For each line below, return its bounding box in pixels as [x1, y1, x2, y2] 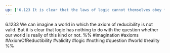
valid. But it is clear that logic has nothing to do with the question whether [5, 26, 158, 33]
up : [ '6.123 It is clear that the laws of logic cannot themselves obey [5, 7, 162, 13]
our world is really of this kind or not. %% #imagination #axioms [5, 32, 139, 38]
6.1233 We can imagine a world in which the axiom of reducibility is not [5, 21, 153, 27]
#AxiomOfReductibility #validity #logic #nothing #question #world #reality [5, 37, 160, 43]
